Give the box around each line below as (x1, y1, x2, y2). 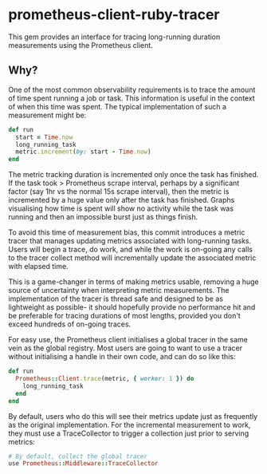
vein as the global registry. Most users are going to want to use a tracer (8, 343, 243, 353)
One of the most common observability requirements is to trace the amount (8, 85, 256, 94)
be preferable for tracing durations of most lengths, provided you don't (8, 311, 241, 321)
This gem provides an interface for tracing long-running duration (8, 32, 221, 41)
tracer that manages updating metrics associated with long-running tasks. (8, 236, 252, 246)
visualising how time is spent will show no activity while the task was (8, 203, 234, 213)
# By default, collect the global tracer (8, 452, 148, 460)
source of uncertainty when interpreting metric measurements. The (8, 286, 230, 295)
